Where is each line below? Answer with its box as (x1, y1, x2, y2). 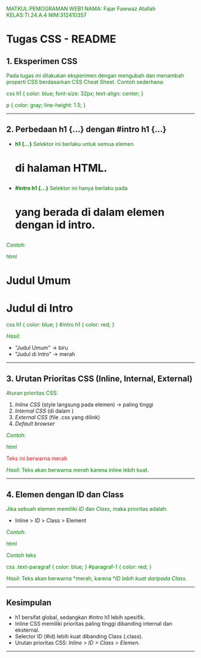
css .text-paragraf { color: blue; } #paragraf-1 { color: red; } (6, 563, 152, 570)
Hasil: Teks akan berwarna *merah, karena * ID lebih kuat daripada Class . (6, 574, 187, 582)
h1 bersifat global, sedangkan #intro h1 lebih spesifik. (14, 613, 145, 621)
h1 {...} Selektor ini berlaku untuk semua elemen (14, 140, 134, 147)
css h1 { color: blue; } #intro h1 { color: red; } (6, 321, 115, 328)
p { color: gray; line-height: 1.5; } (6, 102, 86, 108)
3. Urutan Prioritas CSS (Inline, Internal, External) (6, 373, 193, 383)
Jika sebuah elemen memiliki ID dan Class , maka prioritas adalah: (6, 505, 167, 512)
